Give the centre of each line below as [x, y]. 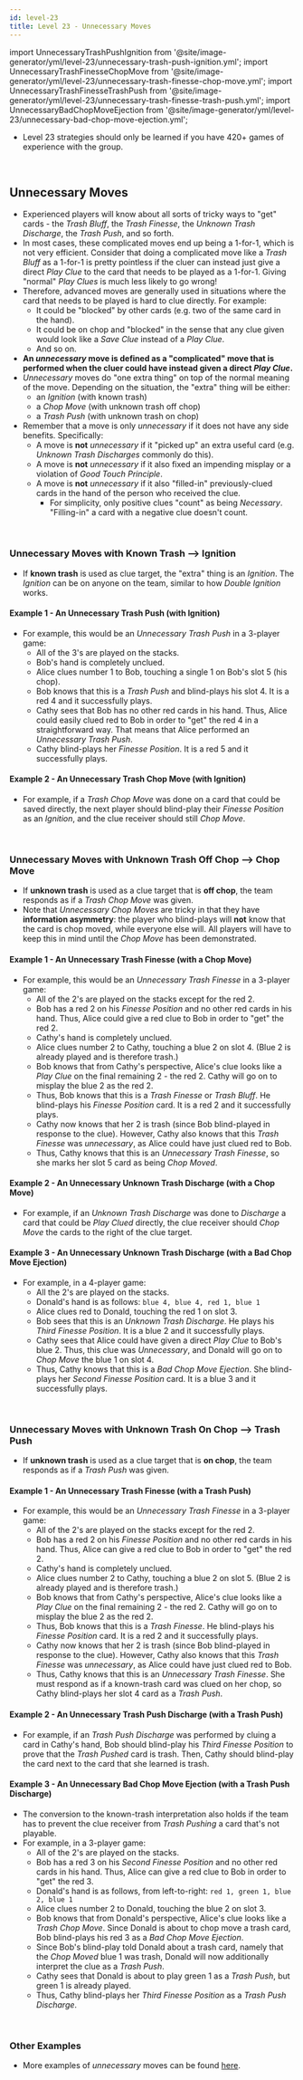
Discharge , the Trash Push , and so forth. [98, 234]
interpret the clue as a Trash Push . [100, 1966]
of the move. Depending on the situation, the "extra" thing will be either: [156, 388]
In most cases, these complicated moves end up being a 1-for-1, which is [158, 243]
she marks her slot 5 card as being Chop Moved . [127, 1162]
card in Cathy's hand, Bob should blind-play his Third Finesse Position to [158, 1744]
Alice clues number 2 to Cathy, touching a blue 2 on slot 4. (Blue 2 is [163, 1047]
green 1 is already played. [83, 1985]
